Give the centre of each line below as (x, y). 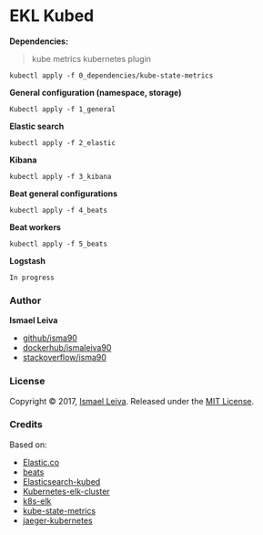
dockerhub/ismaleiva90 (67, 348)
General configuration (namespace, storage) (96, 92)
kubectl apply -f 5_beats (58, 244)
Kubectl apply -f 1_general (63, 109)
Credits (26, 425)
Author (25, 300)
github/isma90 (50, 338)
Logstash (28, 260)
